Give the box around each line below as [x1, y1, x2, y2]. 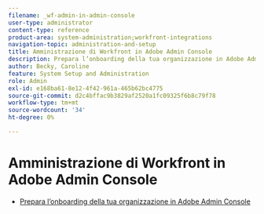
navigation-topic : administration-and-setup [8, 41, 156, 49]
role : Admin [8, 77, 47, 85]
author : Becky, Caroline [8, 63, 90, 71]
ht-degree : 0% [8, 114, 55, 122]
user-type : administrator [8, 19, 93, 27]
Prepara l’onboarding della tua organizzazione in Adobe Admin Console [19, 197, 251, 206]
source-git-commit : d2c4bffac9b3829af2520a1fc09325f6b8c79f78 [8, 92, 216, 100]
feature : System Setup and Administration [8, 70, 149, 78]
